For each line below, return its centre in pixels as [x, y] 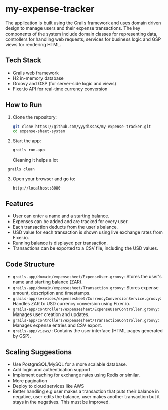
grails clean [21, 169]
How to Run [24, 105]
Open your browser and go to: [44, 179]
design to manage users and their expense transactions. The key [73, 28]
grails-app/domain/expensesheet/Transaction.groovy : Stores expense [86, 287]
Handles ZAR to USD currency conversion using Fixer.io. [71, 303]
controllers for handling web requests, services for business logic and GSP [83, 39]
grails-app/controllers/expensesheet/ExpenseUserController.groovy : [86, 309]
